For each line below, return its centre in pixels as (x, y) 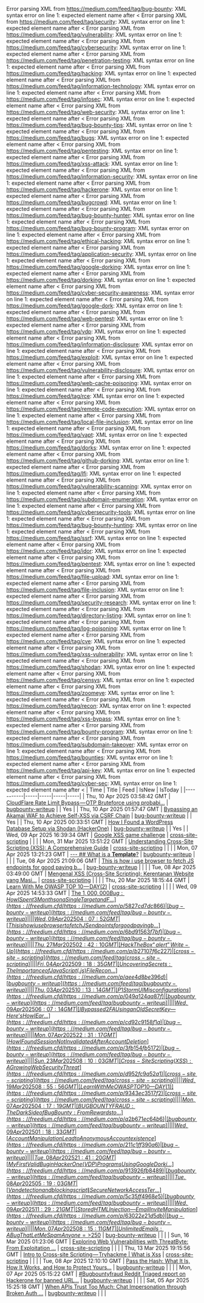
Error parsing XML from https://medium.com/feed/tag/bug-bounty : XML (97, 9)
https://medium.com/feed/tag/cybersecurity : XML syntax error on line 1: (96, 47)
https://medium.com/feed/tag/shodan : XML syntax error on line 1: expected (101, 667)
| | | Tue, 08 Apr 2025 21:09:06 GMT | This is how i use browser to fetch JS (100, 861)
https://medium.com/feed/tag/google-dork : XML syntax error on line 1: (95, 306)
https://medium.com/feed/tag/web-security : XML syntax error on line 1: (96, 112)
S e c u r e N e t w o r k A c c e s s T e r (122, 1190)
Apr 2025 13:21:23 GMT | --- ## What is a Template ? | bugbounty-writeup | (101, 854)
